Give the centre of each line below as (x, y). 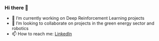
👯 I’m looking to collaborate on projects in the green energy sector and (83, 23)
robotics (20, 28)
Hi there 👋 (17, 8)
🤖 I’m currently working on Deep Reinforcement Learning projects (78, 18)
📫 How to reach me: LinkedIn (42, 34)
